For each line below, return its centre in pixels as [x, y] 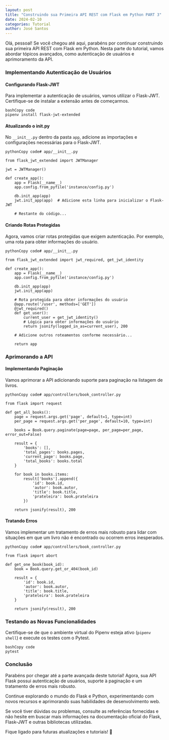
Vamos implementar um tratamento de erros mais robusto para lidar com [81, 532]
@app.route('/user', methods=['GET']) [55, 304]
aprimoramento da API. [29, 59]
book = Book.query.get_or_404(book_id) [56, 569]
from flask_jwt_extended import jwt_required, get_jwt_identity [74, 260]
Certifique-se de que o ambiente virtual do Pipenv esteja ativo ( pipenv [78, 633]
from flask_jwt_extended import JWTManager [52, 161]
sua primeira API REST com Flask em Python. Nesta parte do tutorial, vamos [85, 49]
